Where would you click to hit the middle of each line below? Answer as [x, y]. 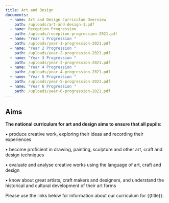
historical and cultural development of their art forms [61, 186]
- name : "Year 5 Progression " [43, 77]
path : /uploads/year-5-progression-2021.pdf [63, 82]
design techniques [25, 155]
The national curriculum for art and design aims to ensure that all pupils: [83, 124]
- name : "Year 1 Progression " [43, 39]
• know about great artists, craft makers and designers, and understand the [85, 180]
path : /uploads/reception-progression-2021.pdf [66, 34]
